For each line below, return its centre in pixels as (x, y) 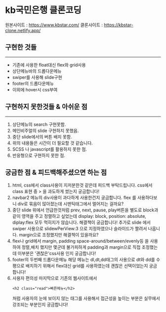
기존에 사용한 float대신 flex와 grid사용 (49, 64)
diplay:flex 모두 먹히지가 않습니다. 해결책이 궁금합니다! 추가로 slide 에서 (81, 222)
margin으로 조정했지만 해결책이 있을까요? (59, 235)
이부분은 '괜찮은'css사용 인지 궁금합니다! (57, 253)
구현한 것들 (21, 47)
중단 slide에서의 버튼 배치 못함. (42, 136)
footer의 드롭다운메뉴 (33, 83)
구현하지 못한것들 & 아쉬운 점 (46, 107)
